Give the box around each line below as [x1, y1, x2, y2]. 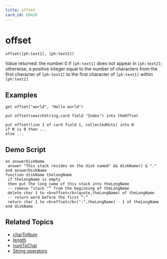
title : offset [5, 7, 36, 13]
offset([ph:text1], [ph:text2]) [5, 51, 74, 57]
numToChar [12, 242, 37, 248]
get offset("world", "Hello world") [5, 104, 83, 109]
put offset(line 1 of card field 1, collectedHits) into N [5, 122, 134, 127]
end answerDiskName [5, 168, 47, 173]
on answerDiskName [5, 159, 45, 164]
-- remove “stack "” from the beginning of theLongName [7, 186, 130, 191]
